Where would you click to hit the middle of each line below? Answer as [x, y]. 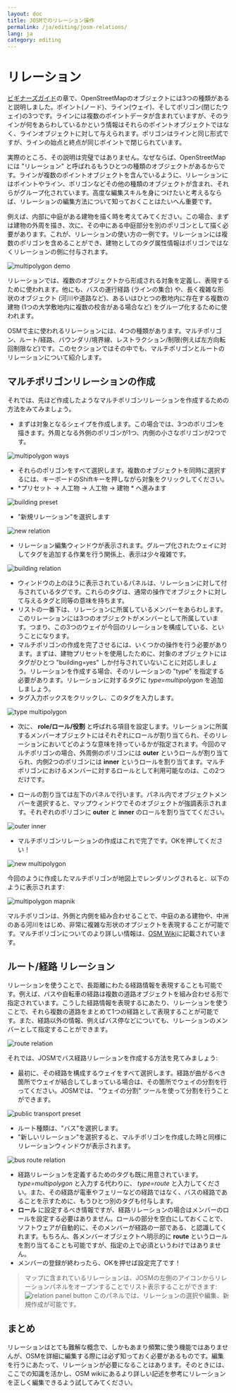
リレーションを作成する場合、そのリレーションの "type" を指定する [127, 671]
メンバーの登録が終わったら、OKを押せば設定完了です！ [99, 1262]
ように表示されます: [36, 887]
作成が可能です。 [55, 1304]
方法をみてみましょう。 [41, 409]
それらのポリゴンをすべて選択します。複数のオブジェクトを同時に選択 [119, 470]
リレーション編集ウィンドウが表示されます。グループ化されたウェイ [116, 545]
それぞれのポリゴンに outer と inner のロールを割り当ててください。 [129, 812]
